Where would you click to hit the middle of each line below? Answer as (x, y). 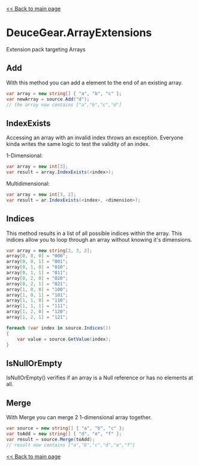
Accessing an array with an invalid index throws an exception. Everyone (95, 138)
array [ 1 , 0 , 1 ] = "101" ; (37, 295)
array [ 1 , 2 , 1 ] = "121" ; (37, 317)
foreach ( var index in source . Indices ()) (59, 328)
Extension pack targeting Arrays (46, 49)
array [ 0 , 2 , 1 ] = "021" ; (37, 284)
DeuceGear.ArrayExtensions (79, 33)
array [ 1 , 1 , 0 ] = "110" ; (37, 301)
